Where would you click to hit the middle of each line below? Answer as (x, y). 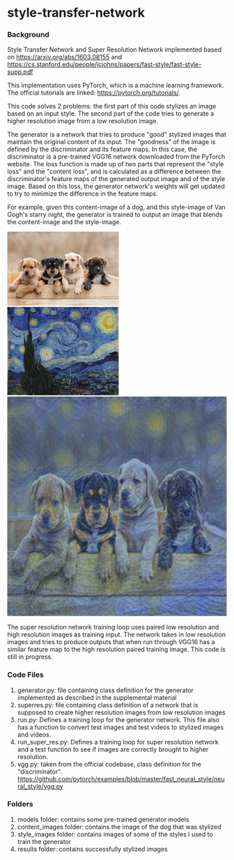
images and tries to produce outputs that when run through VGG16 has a (111, 642)
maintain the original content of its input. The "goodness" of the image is (111, 142)
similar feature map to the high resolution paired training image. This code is (117, 650)
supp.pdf (20, 72)
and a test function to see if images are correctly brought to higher (113, 749)
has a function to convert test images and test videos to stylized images (120, 727)
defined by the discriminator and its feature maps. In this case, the (102, 149)
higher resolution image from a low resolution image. (83, 121)
